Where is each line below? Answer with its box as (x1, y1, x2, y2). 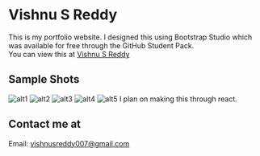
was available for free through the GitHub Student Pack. (8, 40, 195, 50)
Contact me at (8, 117, 82, 131)
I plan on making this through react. (119, 94, 238, 104)
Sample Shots (8, 72, 80, 86)
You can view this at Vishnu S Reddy (8, 49, 130, 59)
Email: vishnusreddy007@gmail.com (8, 138, 130, 148)
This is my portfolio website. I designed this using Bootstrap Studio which (8, 32, 253, 42)
